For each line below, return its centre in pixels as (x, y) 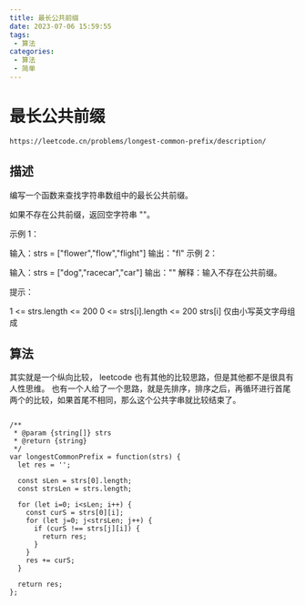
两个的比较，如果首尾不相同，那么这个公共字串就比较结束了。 (125, 400)
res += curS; (51, 560)
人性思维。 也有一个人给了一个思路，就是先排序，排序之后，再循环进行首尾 (150, 388)
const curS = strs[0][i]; (75, 513)
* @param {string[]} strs (62, 433)
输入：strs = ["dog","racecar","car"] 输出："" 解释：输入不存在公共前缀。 (146, 272)
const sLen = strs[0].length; (75, 481)
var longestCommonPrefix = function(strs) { (95, 457)
